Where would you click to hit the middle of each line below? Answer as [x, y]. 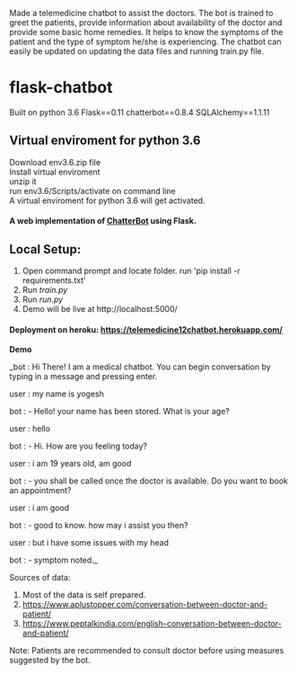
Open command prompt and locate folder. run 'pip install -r [131, 271]
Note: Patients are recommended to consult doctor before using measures [147, 651]
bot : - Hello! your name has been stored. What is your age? [120, 412]
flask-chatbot [61, 88]
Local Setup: [45, 249]
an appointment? [40, 491]
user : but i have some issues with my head [89, 543]
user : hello [30, 429]
